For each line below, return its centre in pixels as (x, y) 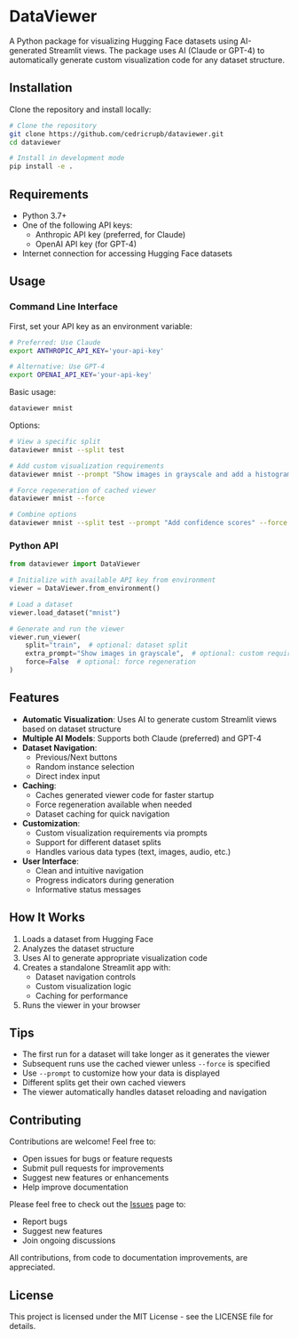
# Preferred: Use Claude (55, 343)
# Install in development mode (67, 158)
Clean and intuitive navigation (90, 870)
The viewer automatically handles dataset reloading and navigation (145, 1092)
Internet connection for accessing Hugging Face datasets (127, 253)
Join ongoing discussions (69, 1241)
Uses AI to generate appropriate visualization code (115, 957)
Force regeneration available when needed (114, 804)
